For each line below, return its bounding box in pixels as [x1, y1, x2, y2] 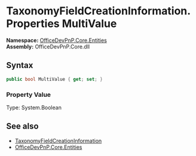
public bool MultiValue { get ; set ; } [6, 76, 103, 82]
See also [6, 121, 39, 131]
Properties [6, 17, 60, 30]
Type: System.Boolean [6, 103, 62, 111]
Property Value [6, 90, 51, 99]
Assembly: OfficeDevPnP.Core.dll [6, 43, 90, 50]
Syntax [6, 60, 33, 71]
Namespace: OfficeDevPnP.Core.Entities [6, 36, 108, 44]
